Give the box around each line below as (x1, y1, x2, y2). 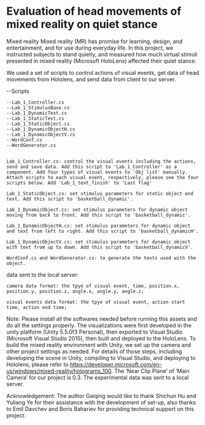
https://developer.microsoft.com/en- (69, 361, 162, 368)
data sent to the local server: (6, 271, 79, 278)
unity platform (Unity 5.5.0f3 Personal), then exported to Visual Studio (6, 328, 183, 335)
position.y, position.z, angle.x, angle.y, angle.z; (6, 288, 144, 294)
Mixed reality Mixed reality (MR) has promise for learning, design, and (6, 37, 183, 45)
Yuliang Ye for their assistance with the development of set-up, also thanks (6, 399, 196, 406)
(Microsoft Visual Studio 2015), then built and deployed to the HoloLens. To (6, 334, 196, 342)
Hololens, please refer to (6, 361, 69, 368)
